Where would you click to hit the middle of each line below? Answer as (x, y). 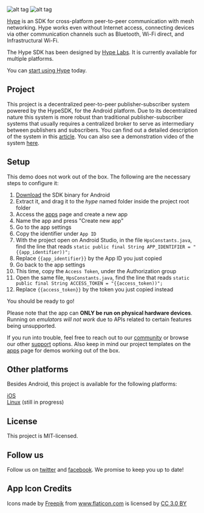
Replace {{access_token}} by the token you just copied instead (94, 289)
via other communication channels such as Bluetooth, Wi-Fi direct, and (96, 34)
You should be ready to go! (41, 301)
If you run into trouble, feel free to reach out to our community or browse (98, 338)
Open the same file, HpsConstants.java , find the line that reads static (103, 277)
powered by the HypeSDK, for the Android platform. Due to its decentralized (102, 110)
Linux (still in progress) (36, 402)
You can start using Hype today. (47, 70)
